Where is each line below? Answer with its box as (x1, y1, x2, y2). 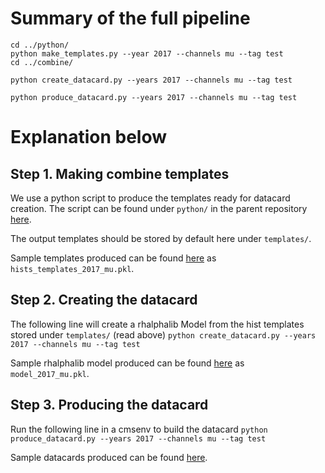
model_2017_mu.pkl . (10, 367, 90, 379)
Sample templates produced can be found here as (10, 252, 217, 264)
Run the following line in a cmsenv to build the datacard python (10, 423, 268, 435)
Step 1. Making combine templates (10, 165, 230, 182)
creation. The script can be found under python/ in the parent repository (10, 202, 308, 214)
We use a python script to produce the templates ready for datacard (10, 192, 291, 204)
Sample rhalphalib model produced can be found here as (10, 357, 245, 369)
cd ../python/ (10, 40, 70, 50)
